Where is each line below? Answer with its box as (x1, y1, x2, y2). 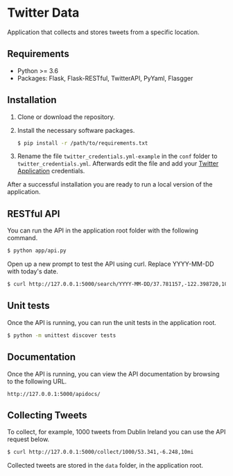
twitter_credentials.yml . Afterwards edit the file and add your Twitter (17, 159, 219, 168)
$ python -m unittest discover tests (7, 332, 116, 339)
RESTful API (7, 207, 60, 220)
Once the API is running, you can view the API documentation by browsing (7, 370, 220, 378)
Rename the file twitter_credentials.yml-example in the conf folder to (17, 152, 218, 161)
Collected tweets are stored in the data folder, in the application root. (7, 461, 203, 470)
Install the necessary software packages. (17, 126, 135, 134)
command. (7, 234, 38, 242)
